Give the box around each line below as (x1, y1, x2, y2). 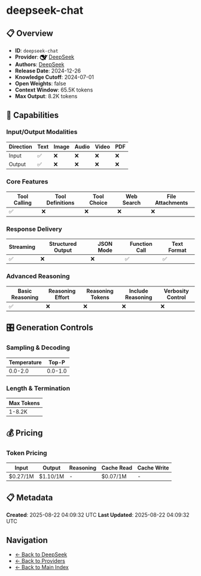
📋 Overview (6, 28, 54, 38)
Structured (48, 240, 77, 247)
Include (129, 288, 148, 295)
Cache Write (137, 464, 169, 471)
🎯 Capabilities (6, 110, 59, 120)
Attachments (154, 199, 188, 206)
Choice (89, 199, 108, 206)
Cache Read (101, 464, 133, 471)
